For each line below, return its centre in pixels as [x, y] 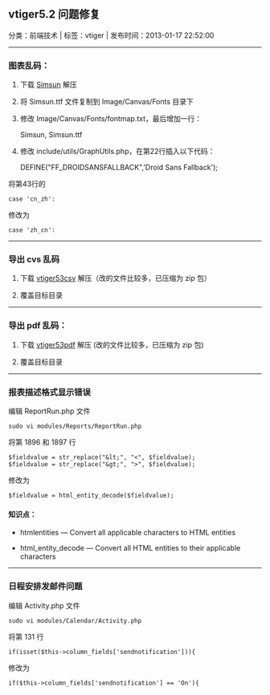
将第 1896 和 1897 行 [42, 442]
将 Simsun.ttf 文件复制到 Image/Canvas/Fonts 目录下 [107, 102]
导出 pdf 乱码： [38, 326]
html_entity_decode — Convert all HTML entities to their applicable [130, 548]
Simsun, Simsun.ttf [51, 135]
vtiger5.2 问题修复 [54, 14]
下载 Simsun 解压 [49, 85]
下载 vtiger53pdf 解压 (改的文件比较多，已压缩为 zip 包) [112, 344]
